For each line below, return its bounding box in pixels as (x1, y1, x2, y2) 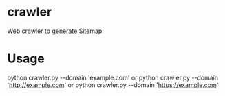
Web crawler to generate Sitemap (7, 27, 103, 35)
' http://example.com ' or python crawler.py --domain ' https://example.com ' (7, 80, 219, 89)
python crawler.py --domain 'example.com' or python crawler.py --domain (7, 73, 219, 82)
